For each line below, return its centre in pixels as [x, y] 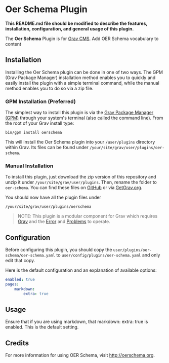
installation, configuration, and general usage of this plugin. [70, 28]
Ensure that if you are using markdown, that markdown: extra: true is [77, 322]
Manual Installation [29, 166]
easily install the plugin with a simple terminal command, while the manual [82, 83]
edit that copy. [20, 261]
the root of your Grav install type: [40, 123]
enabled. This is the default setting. [42, 327]
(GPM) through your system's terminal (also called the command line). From [84, 118]
